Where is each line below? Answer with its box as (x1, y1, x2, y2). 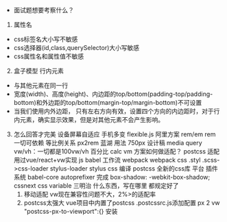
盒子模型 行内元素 (13, 67, 64, 75)
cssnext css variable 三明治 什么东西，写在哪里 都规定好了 (13, 182, 180, 190)
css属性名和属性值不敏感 (13, 52, 84, 60)
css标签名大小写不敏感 (13, 35, 78, 43)
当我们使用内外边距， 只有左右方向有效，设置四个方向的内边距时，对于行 (13, 107, 220, 115)
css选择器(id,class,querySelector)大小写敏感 (13, 44, 140, 51)
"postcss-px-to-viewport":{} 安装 (23, 208, 118, 215)
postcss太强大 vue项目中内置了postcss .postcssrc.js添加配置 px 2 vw (23, 199, 220, 207)
